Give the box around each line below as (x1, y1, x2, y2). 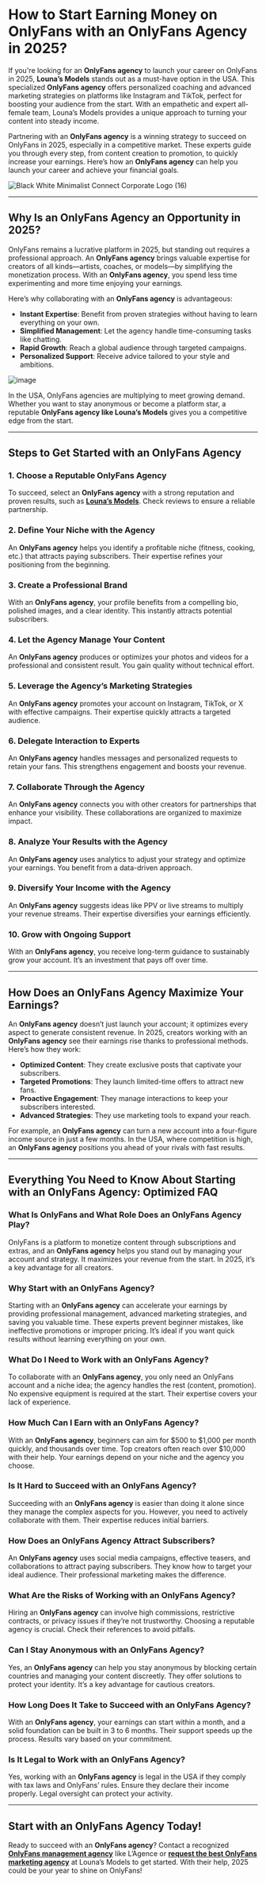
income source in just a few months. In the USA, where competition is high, (8, 1134, 253, 1144)
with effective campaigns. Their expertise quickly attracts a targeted (8, 707, 231, 716)
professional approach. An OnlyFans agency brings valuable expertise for (8, 252, 251, 263)
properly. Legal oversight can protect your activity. (8, 1789, 173, 1799)
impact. (8, 816, 33, 826)
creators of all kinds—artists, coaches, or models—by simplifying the (8, 261, 234, 271)
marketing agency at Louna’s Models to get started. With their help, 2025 (8, 1858, 249, 1867)
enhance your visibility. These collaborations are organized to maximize (8, 808, 242, 818)
